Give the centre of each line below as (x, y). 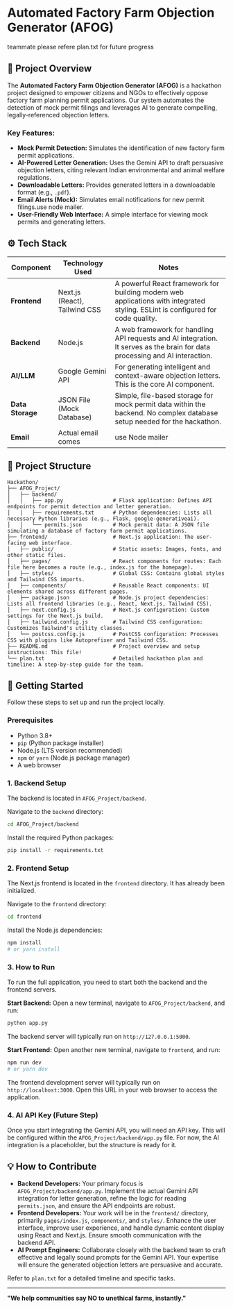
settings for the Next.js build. (55, 616)
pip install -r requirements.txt (55, 850)
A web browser (39, 765)
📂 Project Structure (49, 466)
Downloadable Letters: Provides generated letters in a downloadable (116, 185)
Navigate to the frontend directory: (57, 904)
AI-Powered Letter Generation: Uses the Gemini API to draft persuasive (120, 163)
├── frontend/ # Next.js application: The (101, 537)
